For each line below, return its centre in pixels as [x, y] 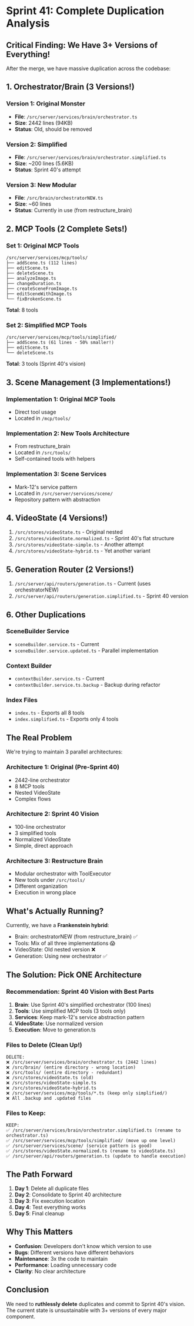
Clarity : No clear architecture [50, 1271]
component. [21, 1316]
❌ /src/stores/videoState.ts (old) [50, 1077]
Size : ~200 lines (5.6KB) [44, 163]
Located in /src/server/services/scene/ [64, 493]
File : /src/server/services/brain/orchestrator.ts [76, 117]
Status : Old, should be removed [53, 129]
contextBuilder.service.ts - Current [59, 679]
